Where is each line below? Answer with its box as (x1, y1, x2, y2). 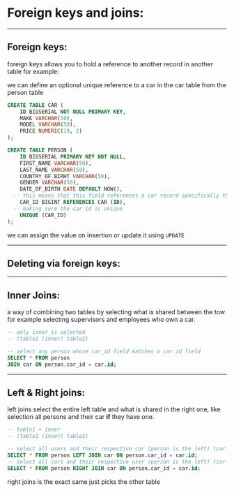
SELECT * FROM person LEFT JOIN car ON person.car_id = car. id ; (7, 452, 198, 459)
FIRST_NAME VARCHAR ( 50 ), (19, 159, 92, 167)
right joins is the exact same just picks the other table (7, 477, 160, 486)
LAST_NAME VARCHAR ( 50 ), (19, 166, 89, 173)
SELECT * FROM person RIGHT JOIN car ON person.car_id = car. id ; (7, 464, 201, 472)
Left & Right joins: (7, 386, 86, 399)
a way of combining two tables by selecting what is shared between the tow (7, 308, 225, 316)
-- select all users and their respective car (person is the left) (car (7, 446, 226, 452)
